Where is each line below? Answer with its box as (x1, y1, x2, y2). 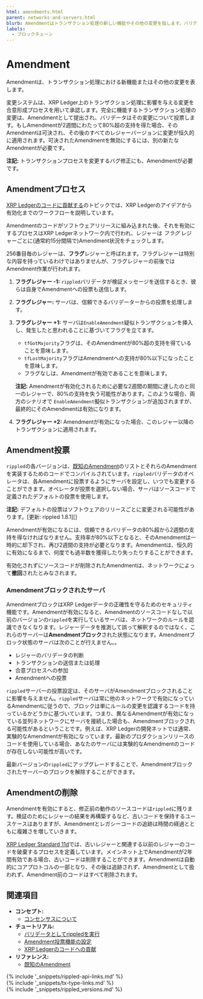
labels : (6, 25, 26, 32)
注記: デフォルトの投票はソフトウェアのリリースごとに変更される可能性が (6, 506, 189, 513)
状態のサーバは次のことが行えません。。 (22, 638, 120, 646)
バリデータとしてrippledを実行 (24, 930, 100, 937)
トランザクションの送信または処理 (14, 659, 100, 666)
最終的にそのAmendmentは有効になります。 (14, 405, 125, 412)
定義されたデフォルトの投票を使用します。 (6, 492, 112, 500)
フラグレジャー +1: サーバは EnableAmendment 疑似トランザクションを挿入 (14, 319, 193, 326)
